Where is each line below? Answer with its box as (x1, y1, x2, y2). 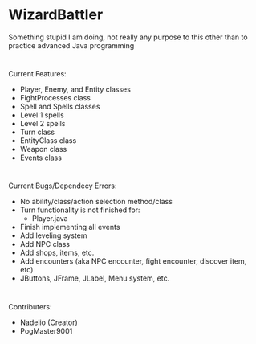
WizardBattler (8, 6, 104, 24)
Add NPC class (19, 240, 71, 249)
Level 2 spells (19, 119, 66, 129)
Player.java (31, 214, 68, 223)
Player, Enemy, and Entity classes (19, 84, 131, 94)
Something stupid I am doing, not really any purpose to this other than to (8, 32, 248, 42)
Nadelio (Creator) (19, 317, 78, 327)
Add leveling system (19, 231, 87, 240)
